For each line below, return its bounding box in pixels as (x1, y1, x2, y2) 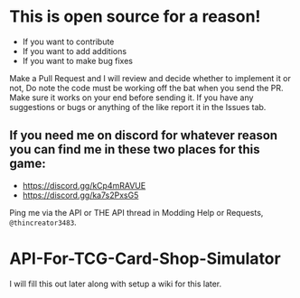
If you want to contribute (22, 36, 115, 47)
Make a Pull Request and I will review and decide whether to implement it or (9, 72, 291, 83)
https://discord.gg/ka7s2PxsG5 (22, 190, 139, 200)
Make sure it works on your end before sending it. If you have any (9, 92, 254, 103)
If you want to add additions (22, 45, 127, 56)
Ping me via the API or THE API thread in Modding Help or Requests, (9, 207, 264, 218)
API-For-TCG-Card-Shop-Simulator (9, 248, 282, 268)
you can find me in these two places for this (9, 142, 260, 157)
